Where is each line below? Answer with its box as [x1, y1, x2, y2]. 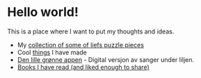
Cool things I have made [17, 48, 87, 56]
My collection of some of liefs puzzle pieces [17, 40, 145, 49]
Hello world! [7, 4, 79, 20]
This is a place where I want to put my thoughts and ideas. [7, 27, 175, 36]
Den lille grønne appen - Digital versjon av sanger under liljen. [17, 55, 195, 63]
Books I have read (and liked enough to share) [17, 63, 150, 71]
